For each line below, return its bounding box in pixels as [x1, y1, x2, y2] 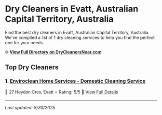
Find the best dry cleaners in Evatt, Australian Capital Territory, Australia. [5, 29, 149, 35]
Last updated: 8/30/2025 [5, 104, 55, 110]
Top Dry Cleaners [5, 64, 59, 72]
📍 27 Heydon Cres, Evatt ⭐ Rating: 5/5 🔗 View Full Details [5, 89, 118, 95]
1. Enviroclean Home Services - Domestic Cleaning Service [5, 78, 146, 85]
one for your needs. [5, 39, 44, 45]
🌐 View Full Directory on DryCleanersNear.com [5, 49, 102, 55]
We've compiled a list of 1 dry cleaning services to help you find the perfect [5, 35, 155, 40]
